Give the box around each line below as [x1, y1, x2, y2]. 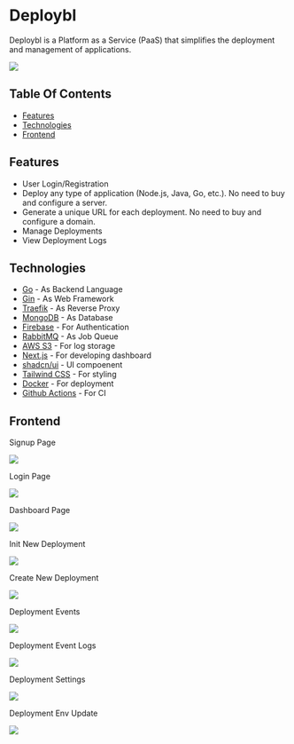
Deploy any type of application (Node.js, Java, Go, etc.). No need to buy [21, 187, 285, 198]
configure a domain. [21, 216, 96, 226]
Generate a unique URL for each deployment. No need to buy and [21, 206, 262, 218]
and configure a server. [21, 197, 108, 208]
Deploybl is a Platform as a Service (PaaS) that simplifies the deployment [9, 35, 275, 45]
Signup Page [9, 437, 56, 448]
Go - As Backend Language [21, 284, 123, 295]
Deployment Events [9, 606, 81, 617]
